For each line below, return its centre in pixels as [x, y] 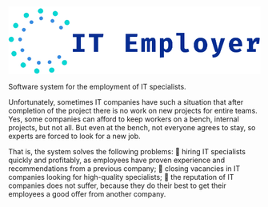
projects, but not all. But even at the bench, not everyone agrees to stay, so [132, 128]
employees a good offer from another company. [87, 194]
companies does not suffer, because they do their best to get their [117, 185]
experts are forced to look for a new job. [75, 136]
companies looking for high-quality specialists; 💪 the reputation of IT [121, 177]
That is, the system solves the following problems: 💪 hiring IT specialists [127, 152]
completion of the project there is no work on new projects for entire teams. [133, 111]
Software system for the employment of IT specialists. [97, 87]
